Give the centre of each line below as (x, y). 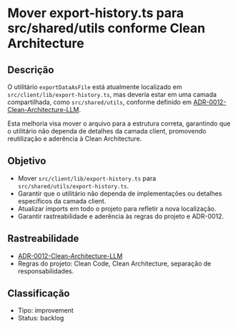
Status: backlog (41, 318)
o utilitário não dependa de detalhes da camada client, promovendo (107, 131)
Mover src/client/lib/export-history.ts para (87, 178)
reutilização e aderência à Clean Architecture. (75, 138)
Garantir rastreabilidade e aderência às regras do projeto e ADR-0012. (121, 216)
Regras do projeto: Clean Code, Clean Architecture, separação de (114, 263)
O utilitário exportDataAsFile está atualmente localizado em (95, 87)
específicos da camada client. (62, 201)
